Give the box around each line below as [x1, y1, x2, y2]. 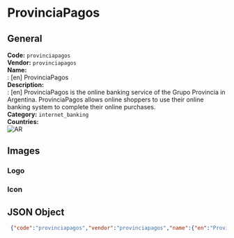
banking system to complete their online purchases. [7, 103, 156, 111]
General [7, 33, 43, 45]
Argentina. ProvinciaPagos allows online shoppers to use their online [7, 95, 204, 104]
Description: [7, 81, 44, 88]
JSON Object [7, 206, 65, 218]
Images [7, 145, 40, 157]
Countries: [7, 118, 39, 126]
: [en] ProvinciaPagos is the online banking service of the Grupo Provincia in [7, 88, 226, 96]
